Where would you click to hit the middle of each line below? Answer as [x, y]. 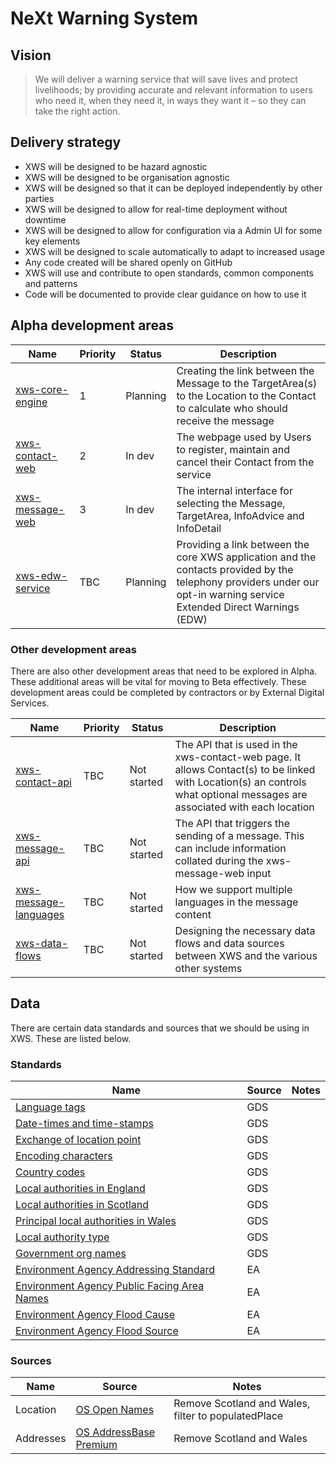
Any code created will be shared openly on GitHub [128, 262]
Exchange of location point [78, 1140]
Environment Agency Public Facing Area [110, 1286]
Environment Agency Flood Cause [95, 1315]
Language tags [50, 1107]
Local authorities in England [80, 1189]
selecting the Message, [231, 503]
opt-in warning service [230, 594]
